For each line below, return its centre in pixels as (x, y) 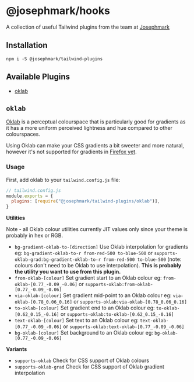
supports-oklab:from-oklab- (119, 285)
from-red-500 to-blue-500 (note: (142, 259)
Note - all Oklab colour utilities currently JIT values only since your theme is (97, 229)
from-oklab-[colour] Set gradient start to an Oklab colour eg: (88, 278)
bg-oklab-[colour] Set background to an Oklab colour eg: (84, 333)
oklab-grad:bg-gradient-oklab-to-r (58, 260)
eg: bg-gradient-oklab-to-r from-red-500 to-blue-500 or (84, 253)
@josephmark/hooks (58, 11)
